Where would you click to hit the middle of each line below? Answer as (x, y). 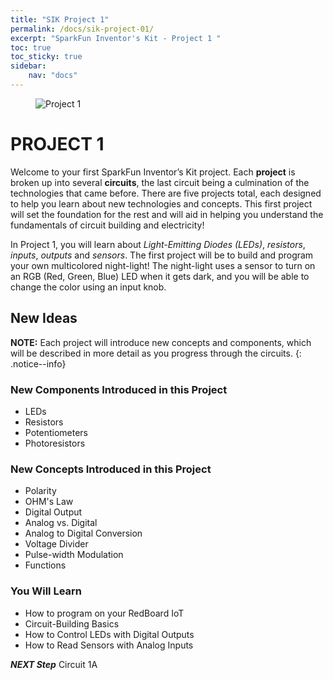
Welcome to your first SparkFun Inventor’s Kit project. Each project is (153, 172)
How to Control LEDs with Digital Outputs (109, 634)
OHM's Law (49, 502)
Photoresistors (55, 443)
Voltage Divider (56, 544)
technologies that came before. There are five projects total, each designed (166, 193)
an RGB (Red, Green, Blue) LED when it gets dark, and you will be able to (160, 276)
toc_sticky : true (46, 57)
